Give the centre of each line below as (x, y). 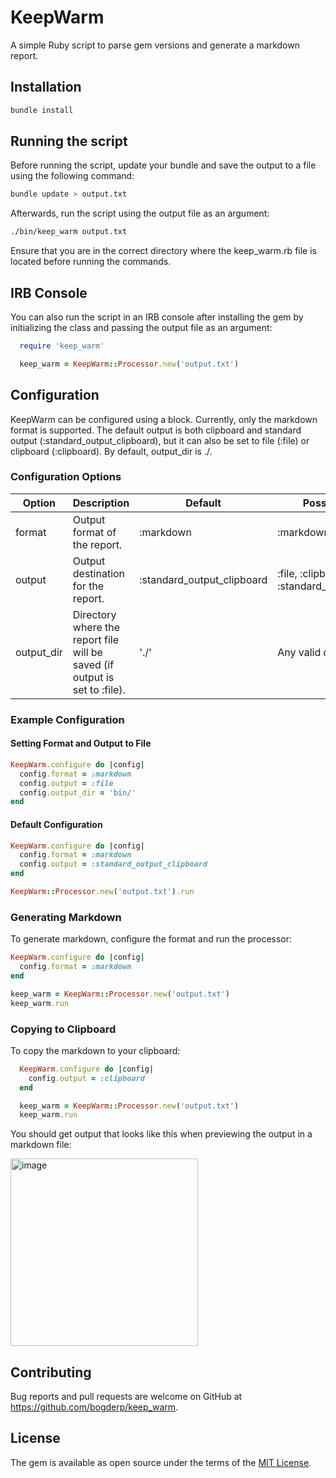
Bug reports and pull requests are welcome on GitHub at (126, 1397)
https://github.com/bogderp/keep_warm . (94, 1407)
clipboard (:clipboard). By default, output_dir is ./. (111, 451)
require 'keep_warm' (62, 346)
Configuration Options (66, 477)
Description (101, 503)
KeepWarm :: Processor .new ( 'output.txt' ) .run (102, 892)
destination (99, 573)
